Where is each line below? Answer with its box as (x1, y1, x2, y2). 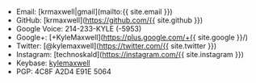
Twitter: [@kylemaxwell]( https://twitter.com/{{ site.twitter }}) (15, 41, 217, 51)
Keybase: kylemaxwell (15, 58, 90, 68)
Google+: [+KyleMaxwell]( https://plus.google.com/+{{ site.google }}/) (15, 32, 249, 42)
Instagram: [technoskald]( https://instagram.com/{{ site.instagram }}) (15, 50, 245, 59)
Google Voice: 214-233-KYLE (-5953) (15, 24, 142, 33)
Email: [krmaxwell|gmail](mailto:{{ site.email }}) (15, 7, 173, 16)
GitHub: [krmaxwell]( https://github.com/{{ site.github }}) (15, 15, 204, 25)
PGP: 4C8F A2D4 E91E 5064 (15, 67, 111, 76)
